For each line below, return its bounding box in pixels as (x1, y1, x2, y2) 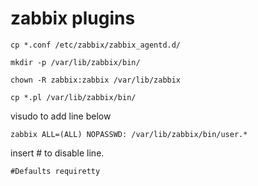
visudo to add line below (10, 110, 112, 122)
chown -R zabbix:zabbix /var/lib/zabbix (10, 75, 182, 85)
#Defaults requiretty (10, 166, 101, 176)
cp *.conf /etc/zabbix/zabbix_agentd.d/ (10, 40, 182, 50)
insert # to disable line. (10, 147, 105, 159)
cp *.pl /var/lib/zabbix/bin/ (10, 92, 137, 102)
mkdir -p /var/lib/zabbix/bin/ (10, 57, 141, 67)
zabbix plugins (10, 7, 136, 30)
